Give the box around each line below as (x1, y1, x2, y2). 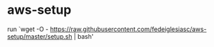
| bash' (73, 32, 94, 40)
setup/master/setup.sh (7, 32, 72, 40)
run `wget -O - (7, 25, 49, 33)
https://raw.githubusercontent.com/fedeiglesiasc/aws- (49, 25, 207, 33)
